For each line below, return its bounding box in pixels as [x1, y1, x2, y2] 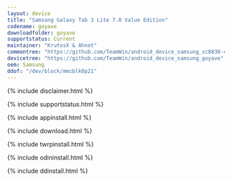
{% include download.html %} [7, 127, 93, 135]
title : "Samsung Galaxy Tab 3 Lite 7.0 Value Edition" [7, 17, 168, 23]
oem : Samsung [7, 61, 45, 68]
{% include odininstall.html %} [7, 153, 93, 162]
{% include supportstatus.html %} [7, 100, 104, 108]
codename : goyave [7, 23, 57, 30]
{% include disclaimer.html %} [7, 87, 93, 95]
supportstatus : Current [7, 36, 76, 43]
